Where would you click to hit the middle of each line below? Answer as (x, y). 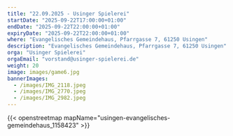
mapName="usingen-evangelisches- (117, 118)
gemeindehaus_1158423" (43, 125)
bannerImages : (28, 78)
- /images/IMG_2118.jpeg (50, 85)
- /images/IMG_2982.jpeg (50, 98)
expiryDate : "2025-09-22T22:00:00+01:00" (69, 33)
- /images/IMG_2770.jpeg (50, 91)
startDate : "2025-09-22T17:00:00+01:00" (67, 20)
